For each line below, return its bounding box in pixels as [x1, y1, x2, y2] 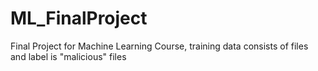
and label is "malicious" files [10, 50, 127, 62]
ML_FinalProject [10, 7, 148, 30]
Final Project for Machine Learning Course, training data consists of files [10, 40, 309, 52]
